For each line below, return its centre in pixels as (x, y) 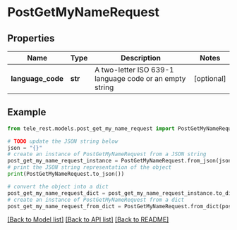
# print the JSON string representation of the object (90, 167)
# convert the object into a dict (58, 186)
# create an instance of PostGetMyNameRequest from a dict (96, 200)
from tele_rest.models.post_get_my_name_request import (91, 128)
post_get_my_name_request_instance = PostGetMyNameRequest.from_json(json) (121, 161)
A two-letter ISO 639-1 (134, 70)
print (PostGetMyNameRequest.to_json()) (66, 174)
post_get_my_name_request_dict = (56, 193)
